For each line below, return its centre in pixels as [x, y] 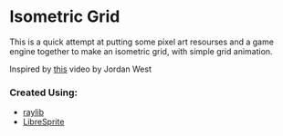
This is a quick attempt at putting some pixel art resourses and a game [141, 42]
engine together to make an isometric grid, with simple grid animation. [141, 51]
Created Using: [44, 92]
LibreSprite [43, 122]
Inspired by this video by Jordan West [81, 69]
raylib [33, 112]
